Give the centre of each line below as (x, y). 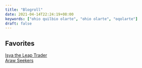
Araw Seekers (19, 61)
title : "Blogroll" (24, 10)
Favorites (20, 43)
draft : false (18, 23)
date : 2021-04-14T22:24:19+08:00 (39, 14)
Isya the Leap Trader (26, 55)
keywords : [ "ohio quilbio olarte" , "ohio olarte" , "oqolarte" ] (71, 19)
